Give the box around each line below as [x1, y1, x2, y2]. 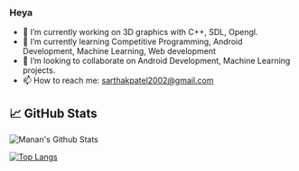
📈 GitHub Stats [9, 105, 98, 121]
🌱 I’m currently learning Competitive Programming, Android [22, 36, 243, 47]
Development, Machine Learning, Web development [22, 46, 217, 57]
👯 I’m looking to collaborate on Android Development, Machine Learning [22, 56, 291, 67]
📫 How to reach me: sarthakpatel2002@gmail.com [22, 75, 214, 86]
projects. [22, 65, 56, 76]
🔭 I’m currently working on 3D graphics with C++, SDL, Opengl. [22, 27, 258, 38]
